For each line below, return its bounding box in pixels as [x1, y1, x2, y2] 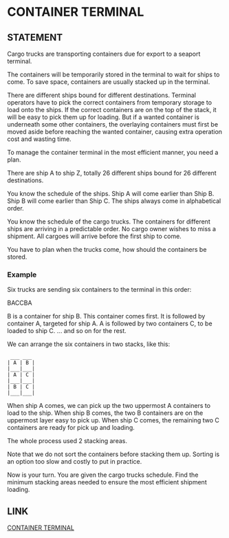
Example [7, 270, 37, 279]
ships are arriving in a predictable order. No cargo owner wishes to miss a [7, 225, 217, 233]
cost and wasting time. [7, 135, 72, 143]
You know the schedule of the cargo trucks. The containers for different [7, 217, 211, 226]
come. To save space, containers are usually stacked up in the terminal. [7, 78, 210, 86]
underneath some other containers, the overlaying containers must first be [7, 120, 219, 128]
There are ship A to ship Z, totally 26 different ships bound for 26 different [7, 169, 217, 177]
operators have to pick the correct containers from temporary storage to [7, 98, 212, 107]
